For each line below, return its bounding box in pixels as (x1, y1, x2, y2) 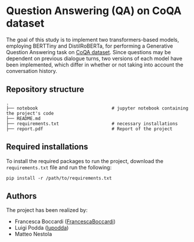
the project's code (6, 110, 54, 116)
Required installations (6, 142, 88, 152)
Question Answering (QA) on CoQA (6, 4, 182, 18)
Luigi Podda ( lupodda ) (14, 224, 69, 231)
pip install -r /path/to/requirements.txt (6, 175, 112, 181)
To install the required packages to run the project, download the (6, 157, 164, 164)
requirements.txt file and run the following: (6, 164, 112, 171)
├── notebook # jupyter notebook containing (6, 105, 189, 111)
